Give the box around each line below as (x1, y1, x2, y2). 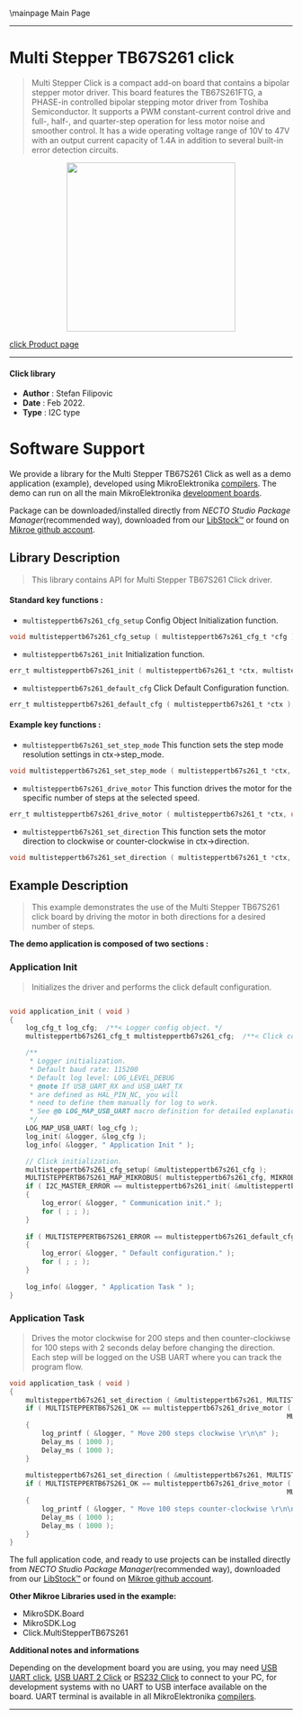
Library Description (9, 550, 120, 566)
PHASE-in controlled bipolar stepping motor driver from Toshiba (31, 96, 269, 107)
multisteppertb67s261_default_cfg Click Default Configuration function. (22, 682, 289, 693)
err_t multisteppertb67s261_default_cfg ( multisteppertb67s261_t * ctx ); (9, 699, 296, 709)
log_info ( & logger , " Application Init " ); (25, 1140, 195, 1149)
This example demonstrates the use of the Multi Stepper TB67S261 (31, 901, 280, 913)
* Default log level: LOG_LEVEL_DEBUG (29, 1073, 175, 1083)
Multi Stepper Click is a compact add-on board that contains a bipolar (31, 77, 290, 88)
